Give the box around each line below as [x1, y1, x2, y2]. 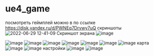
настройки [42, 45, 66, 51]
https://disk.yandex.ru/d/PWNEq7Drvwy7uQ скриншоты [5, 24, 121, 30]
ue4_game [5, 3, 50, 14]
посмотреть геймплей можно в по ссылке [5, 19, 96, 25]
